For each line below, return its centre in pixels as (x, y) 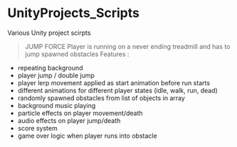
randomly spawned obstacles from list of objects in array (101, 98)
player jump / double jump (56, 75)
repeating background (50, 67)
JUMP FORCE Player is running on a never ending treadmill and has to (127, 46)
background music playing (57, 105)
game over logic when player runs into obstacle (88, 136)
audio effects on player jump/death (69, 120)
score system (38, 128)
